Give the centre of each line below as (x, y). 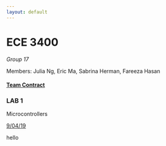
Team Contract (26, 85)
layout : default (27, 12)
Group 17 (18, 59)
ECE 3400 (33, 42)
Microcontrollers (27, 114)
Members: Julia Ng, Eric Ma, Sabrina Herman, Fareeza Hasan (83, 71)
